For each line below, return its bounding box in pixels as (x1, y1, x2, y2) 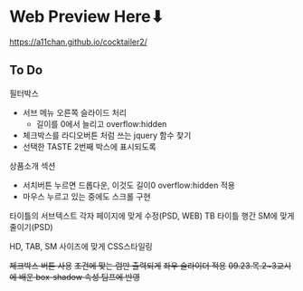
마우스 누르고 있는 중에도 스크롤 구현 (22, 190, 151, 201)
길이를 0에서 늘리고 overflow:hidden (35, 118, 167, 129)
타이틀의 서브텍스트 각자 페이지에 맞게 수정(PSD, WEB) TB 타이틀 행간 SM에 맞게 (9, 210, 295, 221)
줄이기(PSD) (9, 221, 53, 232)
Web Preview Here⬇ (9, 6, 165, 27)
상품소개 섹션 (9, 160, 56, 171)
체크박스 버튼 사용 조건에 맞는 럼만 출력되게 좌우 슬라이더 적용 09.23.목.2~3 (9, 260, 278, 271)
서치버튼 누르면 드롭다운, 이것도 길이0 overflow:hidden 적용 (22, 179, 235, 190)
